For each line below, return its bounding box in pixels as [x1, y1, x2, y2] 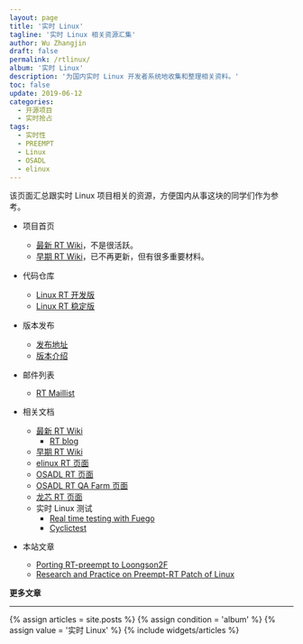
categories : [9, 97, 54, 107]
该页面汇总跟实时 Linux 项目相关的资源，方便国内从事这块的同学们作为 [9, 191, 271, 201]
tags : [9, 123, 30, 132]
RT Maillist [35, 387, 75, 398]
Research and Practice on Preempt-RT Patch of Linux [35, 569, 235, 580]
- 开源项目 [17, 106, 53, 115]
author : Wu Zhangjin [9, 38, 87, 48]
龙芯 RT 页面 [35, 491, 83, 502]
